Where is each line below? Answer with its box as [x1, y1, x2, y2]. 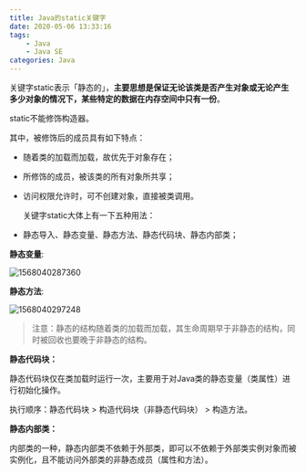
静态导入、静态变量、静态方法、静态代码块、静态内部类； [22, 229, 239, 240]
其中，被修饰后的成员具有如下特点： [9, 132, 146, 142]
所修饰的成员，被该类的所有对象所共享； [22, 171, 175, 182]
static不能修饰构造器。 [9, 113, 94, 123]
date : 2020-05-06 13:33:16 [9, 22, 112, 31]
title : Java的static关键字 [9, 13, 107, 23]
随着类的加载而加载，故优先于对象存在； [22, 152, 175, 163]
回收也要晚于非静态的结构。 [47, 334, 152, 345]
